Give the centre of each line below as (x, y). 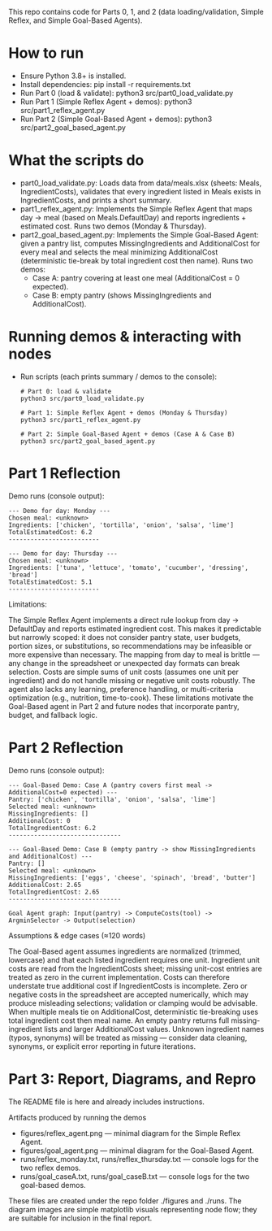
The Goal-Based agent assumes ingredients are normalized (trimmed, (125, 951)
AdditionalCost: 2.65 (45, 885)
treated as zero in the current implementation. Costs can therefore (119, 977)
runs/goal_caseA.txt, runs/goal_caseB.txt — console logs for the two (135, 1176)
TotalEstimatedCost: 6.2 (50, 532)
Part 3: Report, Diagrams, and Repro (132, 1079)
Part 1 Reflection (65, 473)
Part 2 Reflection (66, 748)
